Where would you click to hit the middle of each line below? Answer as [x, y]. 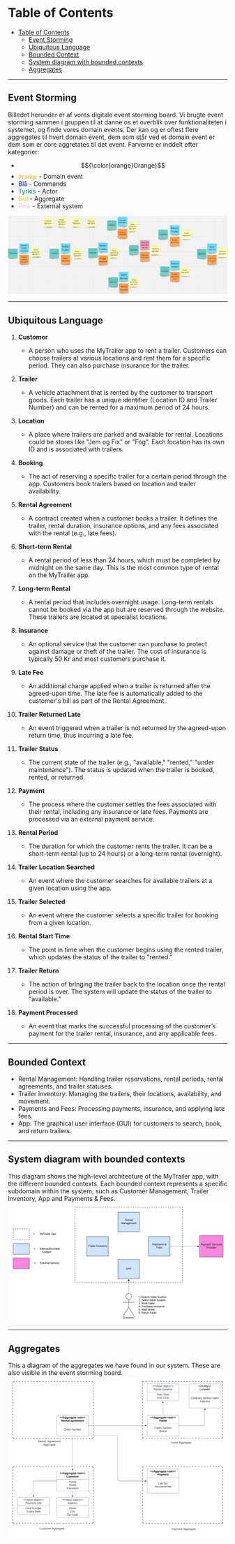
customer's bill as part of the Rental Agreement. [97, 701]
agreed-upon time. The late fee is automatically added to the [115, 694]
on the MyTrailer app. [59, 575]
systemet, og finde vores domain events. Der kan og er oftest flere [103, 129]
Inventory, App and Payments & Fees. [62, 1198]
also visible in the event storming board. [65, 1373]
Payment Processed [48, 1013]
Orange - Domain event [50, 176]
